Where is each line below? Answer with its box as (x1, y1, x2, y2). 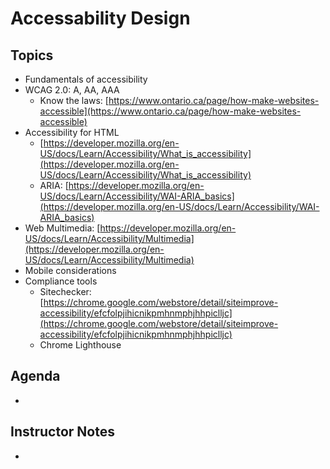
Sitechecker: (39, 286, 92, 297)
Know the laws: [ (39, 95, 109, 106)
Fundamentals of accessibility (24, 73, 148, 85)
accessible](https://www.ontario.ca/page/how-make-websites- (39, 105, 302, 117)
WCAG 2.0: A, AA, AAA (24, 84, 120, 96)
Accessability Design (10, 7, 191, 30)
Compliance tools (24, 275, 98, 287)
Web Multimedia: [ (24, 222, 101, 234)
